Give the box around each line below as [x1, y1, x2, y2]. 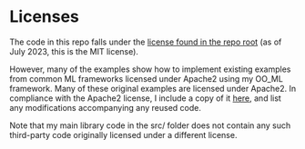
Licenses [9, 6, 80, 27]
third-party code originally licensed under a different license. [9, 129, 238, 140]
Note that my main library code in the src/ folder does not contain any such [9, 120, 291, 131]
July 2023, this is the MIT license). [9, 45, 139, 56]
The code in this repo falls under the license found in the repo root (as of [9, 36, 282, 47]
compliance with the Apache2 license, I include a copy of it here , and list [9, 93, 282, 104]
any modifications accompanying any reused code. [9, 102, 202, 113]
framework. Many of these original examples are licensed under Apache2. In [9, 83, 297, 94]
